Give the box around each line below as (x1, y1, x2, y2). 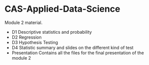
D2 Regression (11, 34, 42, 40)
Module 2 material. (4, 20, 43, 25)
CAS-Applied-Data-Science (4, 3, 120, 15)
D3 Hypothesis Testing (11, 39, 59, 45)
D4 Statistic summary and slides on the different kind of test (11, 44, 134, 50)
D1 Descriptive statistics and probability (11, 29, 92, 35)
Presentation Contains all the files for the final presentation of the (11, 50, 144, 56)
